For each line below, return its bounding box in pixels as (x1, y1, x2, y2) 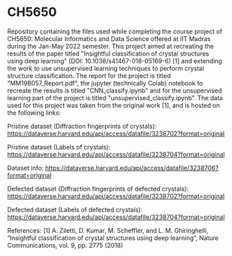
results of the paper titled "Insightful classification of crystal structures (7, 49, 210, 58)
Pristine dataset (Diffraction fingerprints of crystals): (7, 122, 157, 130)
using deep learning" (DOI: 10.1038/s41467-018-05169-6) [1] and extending (7, 56, 222, 65)
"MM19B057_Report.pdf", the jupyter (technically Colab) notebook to (7, 79, 204, 87)
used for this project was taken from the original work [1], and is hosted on (7, 101, 220, 109)
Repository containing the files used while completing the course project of (7, 27, 222, 35)
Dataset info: (7, 163, 44, 172)
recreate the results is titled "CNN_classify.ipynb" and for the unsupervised (7, 86, 222, 95)
